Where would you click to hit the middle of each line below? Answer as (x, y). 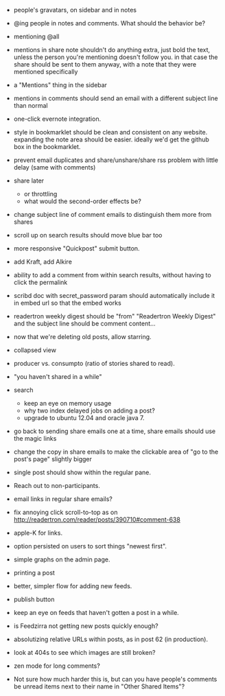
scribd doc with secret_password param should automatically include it (114, 295)
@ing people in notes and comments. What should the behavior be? (109, 23)
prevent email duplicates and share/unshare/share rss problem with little (116, 160)
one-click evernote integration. (57, 119)
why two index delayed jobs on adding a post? (90, 410)
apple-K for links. (38, 533)
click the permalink (40, 282)
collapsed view (35, 350)
